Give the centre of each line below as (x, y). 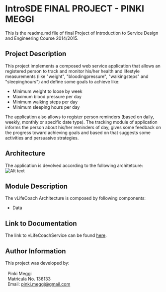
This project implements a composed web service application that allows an (83, 66)
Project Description (36, 54)
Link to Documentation (41, 223)
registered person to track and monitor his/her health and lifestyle (73, 71)
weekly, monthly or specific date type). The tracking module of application (81, 122)
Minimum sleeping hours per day (46, 107)
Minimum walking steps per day (45, 102)
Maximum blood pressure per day (47, 96)
